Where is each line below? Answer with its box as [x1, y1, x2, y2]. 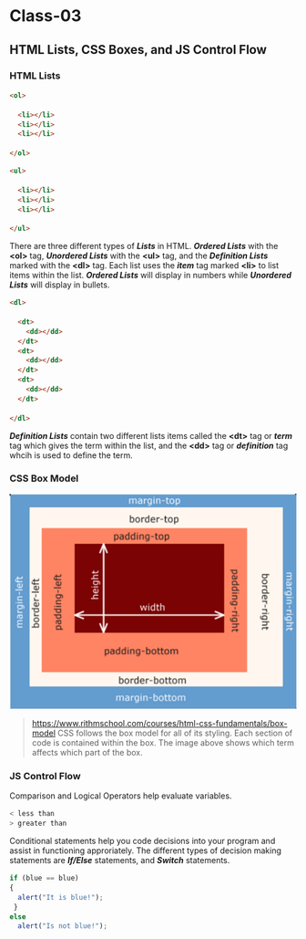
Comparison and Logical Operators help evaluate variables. [9, 790, 232, 801]
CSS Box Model [9, 472, 79, 485]
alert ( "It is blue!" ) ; [17, 892, 104, 902]
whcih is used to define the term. [9, 449, 134, 461]
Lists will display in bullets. [9, 279, 110, 290]
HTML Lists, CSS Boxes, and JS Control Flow [9, 42, 267, 57]
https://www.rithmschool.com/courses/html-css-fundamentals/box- [31, 717, 288, 728]
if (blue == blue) [9, 873, 79, 882]
